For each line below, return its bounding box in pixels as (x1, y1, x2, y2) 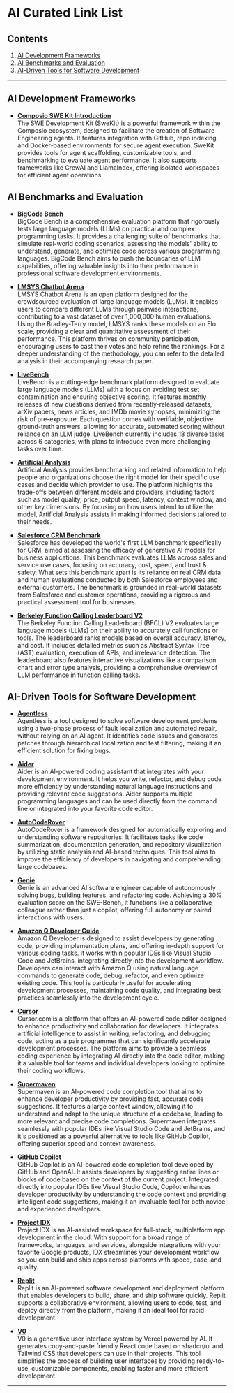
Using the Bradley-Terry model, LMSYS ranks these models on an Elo (17, 319, 217, 328)
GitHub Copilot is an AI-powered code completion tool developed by (17, 1160, 214, 1169)
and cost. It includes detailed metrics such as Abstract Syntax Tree (17, 641, 210, 649)
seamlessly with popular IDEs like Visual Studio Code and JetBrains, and (17, 1125, 225, 1133)
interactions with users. (17, 913, 85, 921)
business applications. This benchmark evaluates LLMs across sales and (17, 553, 226, 562)
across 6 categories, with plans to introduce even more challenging (17, 437, 211, 445)
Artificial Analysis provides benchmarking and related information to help (17, 465, 227, 474)
